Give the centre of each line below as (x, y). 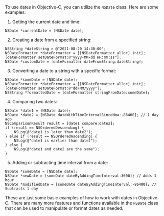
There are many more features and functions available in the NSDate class (84, 203)
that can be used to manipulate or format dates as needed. (64, 208)
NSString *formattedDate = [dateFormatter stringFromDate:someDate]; (78, 93)
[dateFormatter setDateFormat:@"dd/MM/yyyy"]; (53, 88)
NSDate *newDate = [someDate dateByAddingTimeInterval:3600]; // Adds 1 (81, 176)
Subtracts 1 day (22, 189)
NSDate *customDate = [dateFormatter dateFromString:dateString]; (74, 62)
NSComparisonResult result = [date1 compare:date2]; (60, 123)
